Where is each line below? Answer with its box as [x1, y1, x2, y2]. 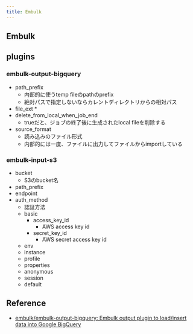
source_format [14, 125, 51, 133]
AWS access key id [42, 223, 90, 230]
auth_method [14, 196, 48, 203]
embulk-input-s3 [6, 155, 57, 164]
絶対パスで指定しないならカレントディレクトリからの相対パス [24, 98, 177, 106]
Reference [6, 298, 46, 309]
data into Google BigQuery [14, 321, 81, 328]
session [24, 274, 43, 281]
